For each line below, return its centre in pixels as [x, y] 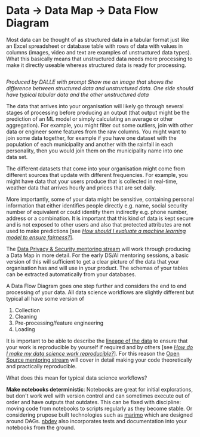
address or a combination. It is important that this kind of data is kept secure [100, 218]
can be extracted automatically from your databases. [71, 274]
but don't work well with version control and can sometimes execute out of [98, 396]
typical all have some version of [45, 298]
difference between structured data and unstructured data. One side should [100, 88]
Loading [25, 329]
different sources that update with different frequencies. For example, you [97, 175]
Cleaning [26, 316]
